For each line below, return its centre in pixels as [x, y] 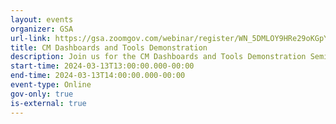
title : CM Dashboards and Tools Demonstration [109, 47]
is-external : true [48, 103]
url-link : [31, 38]
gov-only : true [42, 94]
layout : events [42, 19]
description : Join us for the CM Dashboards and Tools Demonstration [158, 57]
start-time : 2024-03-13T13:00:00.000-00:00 [102, 66]
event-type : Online [51, 85]
